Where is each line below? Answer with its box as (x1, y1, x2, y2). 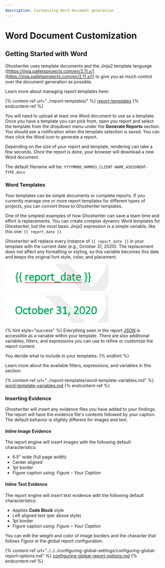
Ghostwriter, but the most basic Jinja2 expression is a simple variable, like (5, 223, 156, 229)
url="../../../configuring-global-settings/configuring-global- (37, 547, 156, 553)
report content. (5, 343, 36, 349)
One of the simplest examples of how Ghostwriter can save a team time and (5, 212, 160, 218)
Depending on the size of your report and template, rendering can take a (5, 143, 153, 149)
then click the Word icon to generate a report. (5, 134, 98, 140)
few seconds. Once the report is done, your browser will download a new (5, 149, 154, 155)
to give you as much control (95, 73, 152, 79)
